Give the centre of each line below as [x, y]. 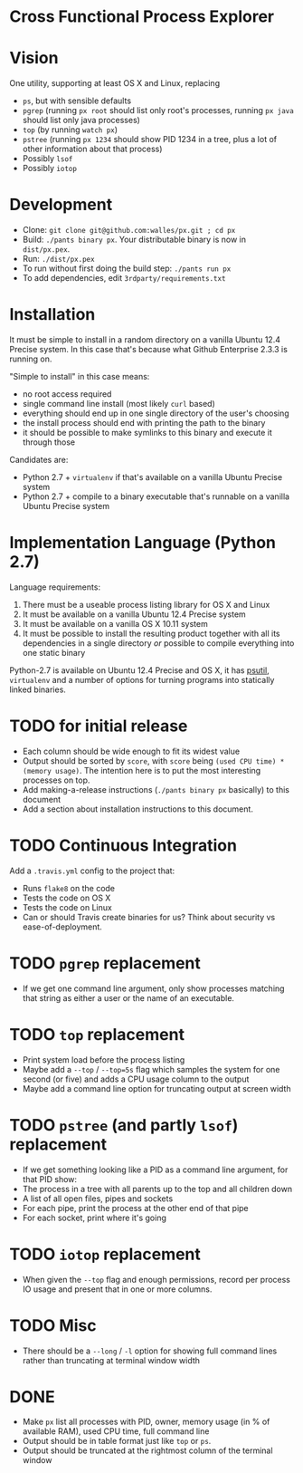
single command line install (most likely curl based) [118, 404]
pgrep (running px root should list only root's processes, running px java [158, 111]
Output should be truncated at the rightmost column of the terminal [147, 1450]
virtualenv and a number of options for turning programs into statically [142, 679]
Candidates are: [39, 460]
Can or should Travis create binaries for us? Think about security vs [149, 917]
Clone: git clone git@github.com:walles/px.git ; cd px [129, 230]
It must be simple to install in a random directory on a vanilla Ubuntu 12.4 [145, 340]
